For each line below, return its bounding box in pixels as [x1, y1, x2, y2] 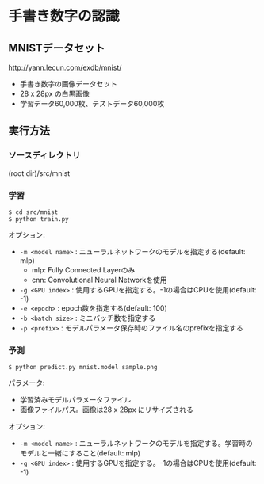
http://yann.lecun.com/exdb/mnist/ [8, 63, 122, 72]
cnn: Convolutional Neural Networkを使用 [31, 275, 167, 284]
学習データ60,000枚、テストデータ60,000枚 [19, 99, 165, 108]
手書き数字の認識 [8, 7, 121, 25]
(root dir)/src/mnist [8, 168, 71, 178]
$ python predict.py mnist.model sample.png [8, 364, 158, 372]
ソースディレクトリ [8, 150, 81, 161]
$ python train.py [8, 215, 69, 223]
